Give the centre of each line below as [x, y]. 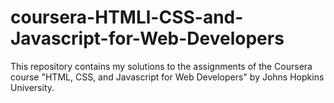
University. [32, 87]
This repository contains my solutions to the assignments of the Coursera [161, 66]
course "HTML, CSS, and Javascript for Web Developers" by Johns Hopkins [167, 77]
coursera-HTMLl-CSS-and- [127, 17]
